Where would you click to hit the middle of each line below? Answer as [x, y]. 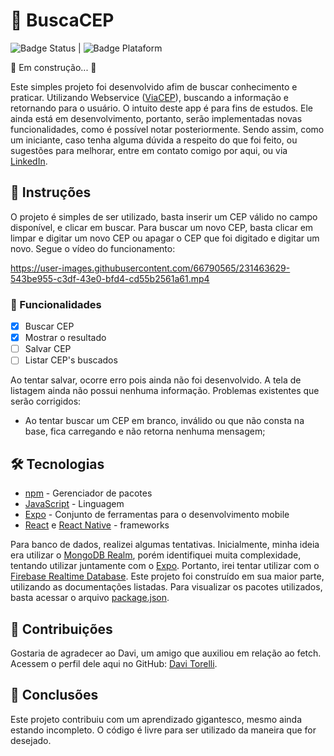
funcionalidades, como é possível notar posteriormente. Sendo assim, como [167, 129]
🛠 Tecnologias [57, 464]
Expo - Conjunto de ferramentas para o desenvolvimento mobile [157, 515]
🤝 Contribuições [61, 629]
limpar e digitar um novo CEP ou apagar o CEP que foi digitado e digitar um [165, 238]
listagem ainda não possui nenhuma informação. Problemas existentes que [165, 391]
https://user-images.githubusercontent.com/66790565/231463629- [150, 268]
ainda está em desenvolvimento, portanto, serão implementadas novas [156, 118]
